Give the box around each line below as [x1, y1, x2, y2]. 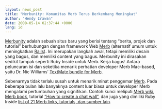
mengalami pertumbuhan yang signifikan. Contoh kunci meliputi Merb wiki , [5, 89, 155, 95]
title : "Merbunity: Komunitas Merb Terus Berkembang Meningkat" [5, 12, 138, 16]
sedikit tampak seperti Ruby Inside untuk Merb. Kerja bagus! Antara [5, 59, 140, 65]
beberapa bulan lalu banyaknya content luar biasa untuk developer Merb [5, 83, 150, 89]
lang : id [5, 25, 23, 30]
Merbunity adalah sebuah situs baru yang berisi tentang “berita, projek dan [5, 38, 155, 44]
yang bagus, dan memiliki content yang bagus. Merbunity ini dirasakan [5, 54, 146, 59]
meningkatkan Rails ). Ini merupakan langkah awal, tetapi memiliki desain [5, 49, 149, 54]
